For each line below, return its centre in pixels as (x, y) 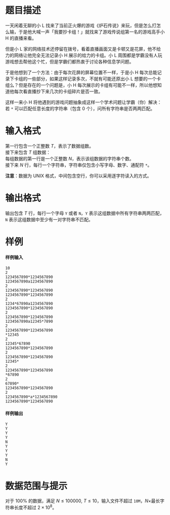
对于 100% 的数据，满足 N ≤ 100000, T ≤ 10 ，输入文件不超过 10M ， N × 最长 (83, 501)
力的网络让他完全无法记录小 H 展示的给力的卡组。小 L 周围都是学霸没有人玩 (84, 55)
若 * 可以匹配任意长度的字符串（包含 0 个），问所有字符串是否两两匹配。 (80, 108)
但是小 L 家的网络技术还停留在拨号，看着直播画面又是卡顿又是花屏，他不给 (83, 49)
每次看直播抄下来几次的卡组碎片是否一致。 (58, 91)
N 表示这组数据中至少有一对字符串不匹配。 (49, 219)
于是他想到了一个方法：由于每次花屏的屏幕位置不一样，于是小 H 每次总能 (81, 72)
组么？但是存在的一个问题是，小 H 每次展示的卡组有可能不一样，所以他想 (81, 85)
